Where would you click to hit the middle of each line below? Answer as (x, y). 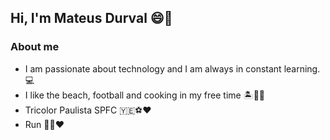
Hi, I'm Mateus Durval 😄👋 (91, 18)
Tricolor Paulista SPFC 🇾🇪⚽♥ (88, 110)
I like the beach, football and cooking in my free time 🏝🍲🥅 (145, 95)
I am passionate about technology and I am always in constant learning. (172, 68)
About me (35, 47)
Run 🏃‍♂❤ (44, 124)
